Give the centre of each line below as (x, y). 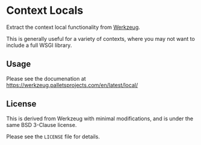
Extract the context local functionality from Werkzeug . (73, 27)
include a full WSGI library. (39, 45)
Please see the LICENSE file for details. (53, 137)
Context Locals (45, 11)
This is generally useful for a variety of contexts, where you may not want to (101, 39)
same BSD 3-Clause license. (42, 125)
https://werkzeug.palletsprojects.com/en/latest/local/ (72, 85)
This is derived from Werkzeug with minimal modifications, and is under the (100, 119)
